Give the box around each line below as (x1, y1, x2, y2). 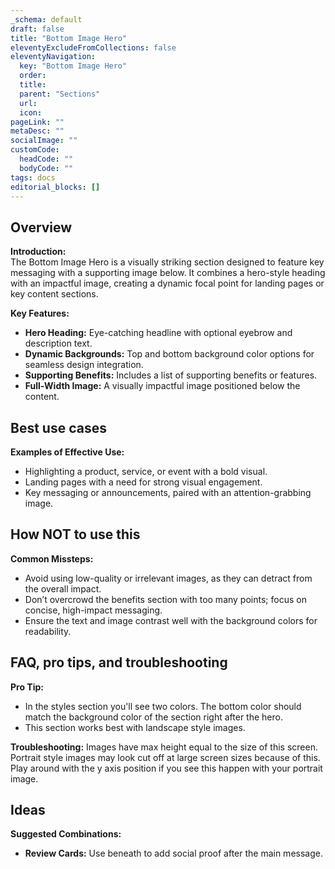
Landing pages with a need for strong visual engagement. (24, 476, 263, 488)
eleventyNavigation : (10, 52, 97, 62)
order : (19, 71, 47, 81)
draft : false (10, 24, 65, 34)
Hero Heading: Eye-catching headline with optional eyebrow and (24, 327, 293, 339)
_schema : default (10, 14, 83, 25)
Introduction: (10, 246, 67, 258)
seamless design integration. (24, 359, 144, 371)
